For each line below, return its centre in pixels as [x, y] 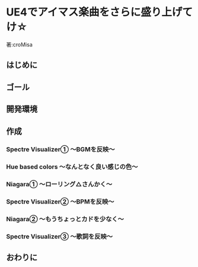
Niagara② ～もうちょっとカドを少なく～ [65, 219]
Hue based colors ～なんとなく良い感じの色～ [72, 167]
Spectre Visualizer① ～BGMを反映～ [60, 150]
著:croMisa [19, 44]
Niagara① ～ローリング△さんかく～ [59, 185]
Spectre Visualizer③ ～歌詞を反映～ [60, 237]
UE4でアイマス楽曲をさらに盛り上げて [100, 12]
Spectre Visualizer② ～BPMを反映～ [60, 202]
